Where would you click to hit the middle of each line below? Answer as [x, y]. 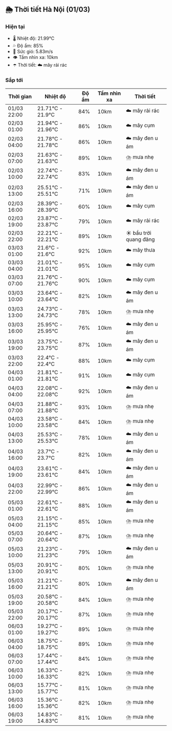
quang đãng [141, 239]
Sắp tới [14, 80]
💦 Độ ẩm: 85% [28, 46]
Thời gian [20, 96]
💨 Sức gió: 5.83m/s [33, 51]
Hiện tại [15, 27]
